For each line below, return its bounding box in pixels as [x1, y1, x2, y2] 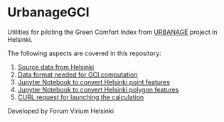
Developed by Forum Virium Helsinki [7, 106, 114, 115]
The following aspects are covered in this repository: [7, 49, 161, 57]
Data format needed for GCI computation [17, 70, 138, 79]
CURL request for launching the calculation [17, 93, 144, 101]
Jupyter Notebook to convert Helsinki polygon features [17, 85, 179, 94]
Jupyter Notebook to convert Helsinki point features [17, 77, 171, 86]
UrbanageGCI [7, 4, 90, 21]
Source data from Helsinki [17, 62, 95, 71]
